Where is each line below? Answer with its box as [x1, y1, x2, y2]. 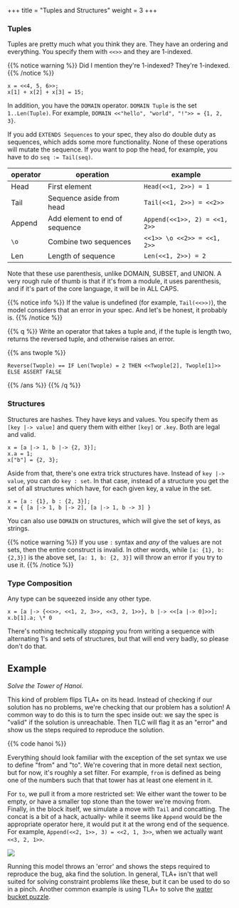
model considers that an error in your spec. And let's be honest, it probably [7, 306, 228, 315]
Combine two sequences [48, 237, 132, 247]
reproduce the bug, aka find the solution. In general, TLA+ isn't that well [7, 870, 218, 878]
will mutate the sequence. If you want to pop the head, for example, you [7, 145, 218, 154]
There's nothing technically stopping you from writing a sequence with [7, 626, 215, 635]
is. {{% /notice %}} [7, 313, 63, 322]
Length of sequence [48, 251, 115, 261]
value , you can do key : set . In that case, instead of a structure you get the [7, 476, 229, 485]
